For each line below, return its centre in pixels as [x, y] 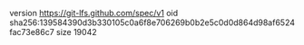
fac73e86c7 [32, 32]
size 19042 [76, 32]
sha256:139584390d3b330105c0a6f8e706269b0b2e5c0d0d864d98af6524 [152, 22]
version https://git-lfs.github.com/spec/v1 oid [94, 13]
